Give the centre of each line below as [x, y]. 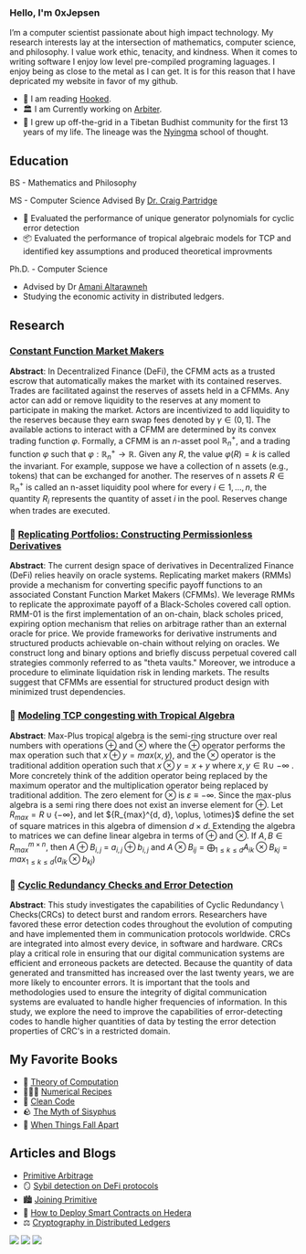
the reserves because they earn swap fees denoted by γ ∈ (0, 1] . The [140, 420]
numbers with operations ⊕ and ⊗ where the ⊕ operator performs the [148, 745]
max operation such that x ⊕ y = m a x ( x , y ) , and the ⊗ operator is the [142, 755]
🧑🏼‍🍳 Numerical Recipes [67, 1091]
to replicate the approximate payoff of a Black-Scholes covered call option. [150, 604]
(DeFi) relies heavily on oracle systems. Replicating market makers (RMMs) [151, 575]
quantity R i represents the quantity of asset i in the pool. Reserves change [148, 500]
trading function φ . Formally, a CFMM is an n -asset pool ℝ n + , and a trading [150, 441]
